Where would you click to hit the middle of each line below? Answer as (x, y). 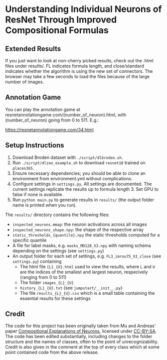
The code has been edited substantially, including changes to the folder (79, 337)
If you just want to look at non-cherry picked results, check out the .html (79, 60)
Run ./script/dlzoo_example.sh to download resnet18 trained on (79, 162)
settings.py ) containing (37, 261)
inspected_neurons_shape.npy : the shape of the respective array (78, 230)
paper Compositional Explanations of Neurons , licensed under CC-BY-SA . (81, 331)
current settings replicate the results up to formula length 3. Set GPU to (85, 189)
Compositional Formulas (57, 30)
